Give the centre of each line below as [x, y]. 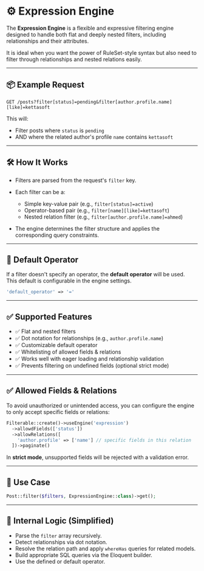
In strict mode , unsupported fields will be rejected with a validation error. [98, 457]
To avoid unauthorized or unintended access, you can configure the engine [100, 405]
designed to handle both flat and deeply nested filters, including [86, 34]
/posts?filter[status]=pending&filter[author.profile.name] [95, 102]
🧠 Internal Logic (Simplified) [60, 521]
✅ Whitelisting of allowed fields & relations [68, 352]
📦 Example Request [46, 85]
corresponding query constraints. [57, 235]
